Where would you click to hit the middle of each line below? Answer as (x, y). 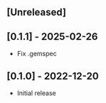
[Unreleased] (37, 12)
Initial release (36, 93)
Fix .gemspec (37, 54)
